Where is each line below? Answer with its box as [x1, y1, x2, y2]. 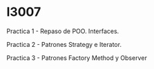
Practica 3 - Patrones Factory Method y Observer [6, 53, 148, 62]
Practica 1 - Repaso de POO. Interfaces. [6, 27, 119, 35]
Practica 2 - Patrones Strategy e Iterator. [6, 40, 122, 48]
